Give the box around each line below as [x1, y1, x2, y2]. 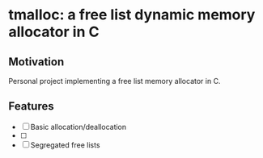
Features [8, 99, 54, 114]
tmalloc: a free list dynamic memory [8, 6, 256, 24]
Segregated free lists [30, 139, 100, 150]
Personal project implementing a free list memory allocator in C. [8, 77, 221, 85]
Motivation [8, 55, 65, 69]
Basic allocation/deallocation [30, 122, 127, 131]
